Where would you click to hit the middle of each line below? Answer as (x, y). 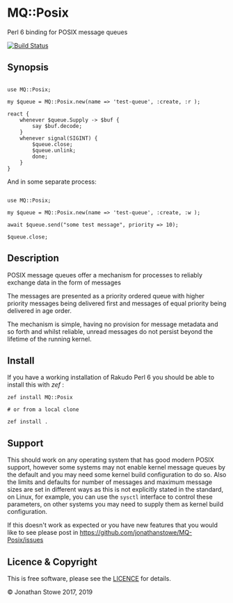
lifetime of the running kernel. (49, 339)
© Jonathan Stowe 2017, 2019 (50, 592)
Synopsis (28, 67)
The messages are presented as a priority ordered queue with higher (106, 296)
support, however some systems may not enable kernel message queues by (116, 467)
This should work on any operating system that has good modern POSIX (111, 460)
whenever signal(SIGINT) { (59, 138)
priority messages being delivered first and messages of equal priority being (117, 303)
